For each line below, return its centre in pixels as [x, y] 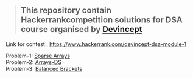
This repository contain [66, 11]
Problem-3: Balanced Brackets [44, 68]
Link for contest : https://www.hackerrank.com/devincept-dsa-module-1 [96, 44]
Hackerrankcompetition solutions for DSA [102, 20]
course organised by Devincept [81, 29]
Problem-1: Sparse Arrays [38, 56]
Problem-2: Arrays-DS [34, 62]
